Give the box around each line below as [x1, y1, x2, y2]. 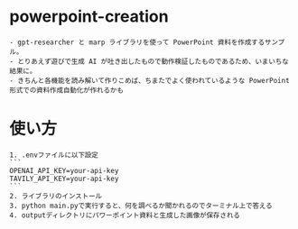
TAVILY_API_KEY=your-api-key [9, 174, 119, 183]
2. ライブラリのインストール [9, 191, 102, 200]
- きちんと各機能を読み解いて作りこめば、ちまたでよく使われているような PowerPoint [9, 76, 291, 85]
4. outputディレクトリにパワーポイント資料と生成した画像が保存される [9, 210, 241, 220]
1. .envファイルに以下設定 [9, 151, 99, 160]
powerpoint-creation [9, 6, 169, 27]
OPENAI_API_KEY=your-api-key [9, 166, 119, 175]
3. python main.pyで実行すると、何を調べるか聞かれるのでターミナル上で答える [9, 201, 273, 210]
